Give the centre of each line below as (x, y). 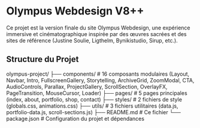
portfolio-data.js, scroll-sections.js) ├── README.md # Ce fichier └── (93, 112)
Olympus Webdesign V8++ (75, 11)
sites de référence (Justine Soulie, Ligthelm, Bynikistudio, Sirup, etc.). (92, 40)
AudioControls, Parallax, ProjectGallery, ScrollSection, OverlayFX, (87, 87)
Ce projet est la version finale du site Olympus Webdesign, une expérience (98, 28)
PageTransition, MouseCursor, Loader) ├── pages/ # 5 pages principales (97, 93)
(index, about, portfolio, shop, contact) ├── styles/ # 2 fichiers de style (94, 99)
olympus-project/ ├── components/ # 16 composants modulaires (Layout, (98, 74)
